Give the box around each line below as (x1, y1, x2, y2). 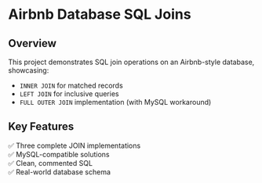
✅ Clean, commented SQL (8, 158, 93, 167)
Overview (8, 37, 57, 50)
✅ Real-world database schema (8, 167, 111, 177)
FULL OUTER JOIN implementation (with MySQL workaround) (19, 98, 212, 106)
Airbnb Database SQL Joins (8, 5, 191, 23)
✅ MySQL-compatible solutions (8, 149, 110, 159)
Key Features (8, 120, 75, 134)
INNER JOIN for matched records (19, 81, 123, 90)
